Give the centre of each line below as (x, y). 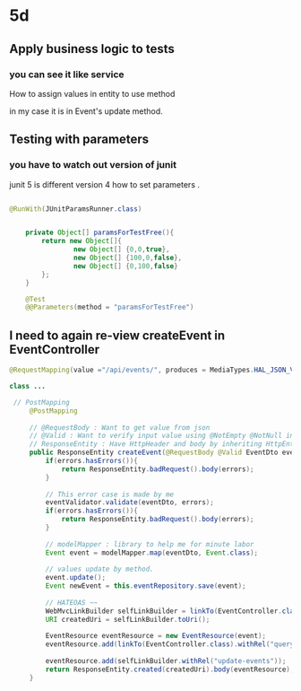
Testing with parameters (79, 140)
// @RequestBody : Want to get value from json (120, 427)
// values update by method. (99, 569)
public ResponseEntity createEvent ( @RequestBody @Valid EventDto (154, 453)
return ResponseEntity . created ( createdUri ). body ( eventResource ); (170, 669)
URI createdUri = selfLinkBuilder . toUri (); (128, 619)
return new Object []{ (82, 241)
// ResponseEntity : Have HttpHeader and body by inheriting (146, 444)
